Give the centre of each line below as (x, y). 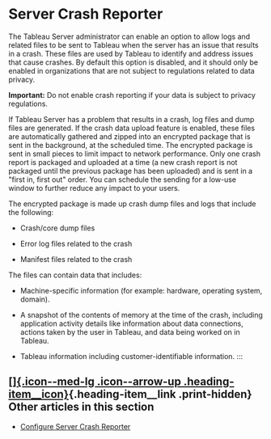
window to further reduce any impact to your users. (94, 188)
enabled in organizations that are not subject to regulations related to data (131, 70)
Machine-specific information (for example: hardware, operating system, (141, 290)
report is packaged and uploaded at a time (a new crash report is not (123, 162)
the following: (31, 212)
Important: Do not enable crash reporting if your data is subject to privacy (132, 95)
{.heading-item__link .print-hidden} (160, 394)
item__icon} (39, 394)
